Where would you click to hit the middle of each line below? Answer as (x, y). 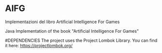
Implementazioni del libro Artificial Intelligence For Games (62, 22)
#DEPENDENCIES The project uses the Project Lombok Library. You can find (81, 40)
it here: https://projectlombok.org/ (39, 45)
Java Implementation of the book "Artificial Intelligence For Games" (72, 31)
